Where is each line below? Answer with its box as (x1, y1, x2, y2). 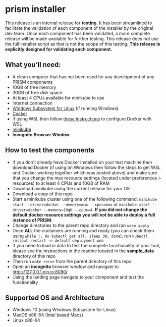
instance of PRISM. (12, 217, 53, 223)
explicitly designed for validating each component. (5, 46, 112, 52)
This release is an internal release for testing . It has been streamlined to (5, 20, 152, 26)
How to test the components (5, 146, 95, 155)
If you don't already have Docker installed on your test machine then (12, 159, 152, 165)
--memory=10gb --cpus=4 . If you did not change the (44, 207, 148, 213)
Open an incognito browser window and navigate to (12, 264, 119, 270)
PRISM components (12, 79, 53, 85)
